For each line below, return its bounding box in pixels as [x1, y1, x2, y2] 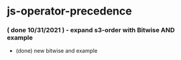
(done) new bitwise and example [15, 47, 98, 55]
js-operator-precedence [7, 4, 132, 18]
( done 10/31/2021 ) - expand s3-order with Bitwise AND [7, 26, 175, 35]
